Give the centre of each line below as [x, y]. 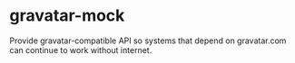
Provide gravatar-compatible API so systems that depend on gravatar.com [148, 40]
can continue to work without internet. [81, 49]
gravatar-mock [67, 16]
